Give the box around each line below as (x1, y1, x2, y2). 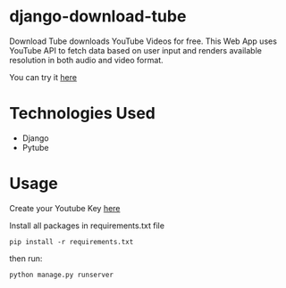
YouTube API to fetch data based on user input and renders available (9, 45, 262, 55)
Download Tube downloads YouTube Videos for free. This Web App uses (9, 36, 277, 46)
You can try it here (9, 71, 78, 82)
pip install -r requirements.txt (9, 237, 134, 246)
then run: (9, 252, 43, 264)
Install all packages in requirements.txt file (9, 220, 165, 231)
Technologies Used (9, 103, 156, 124)
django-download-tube (9, 6, 187, 27)
